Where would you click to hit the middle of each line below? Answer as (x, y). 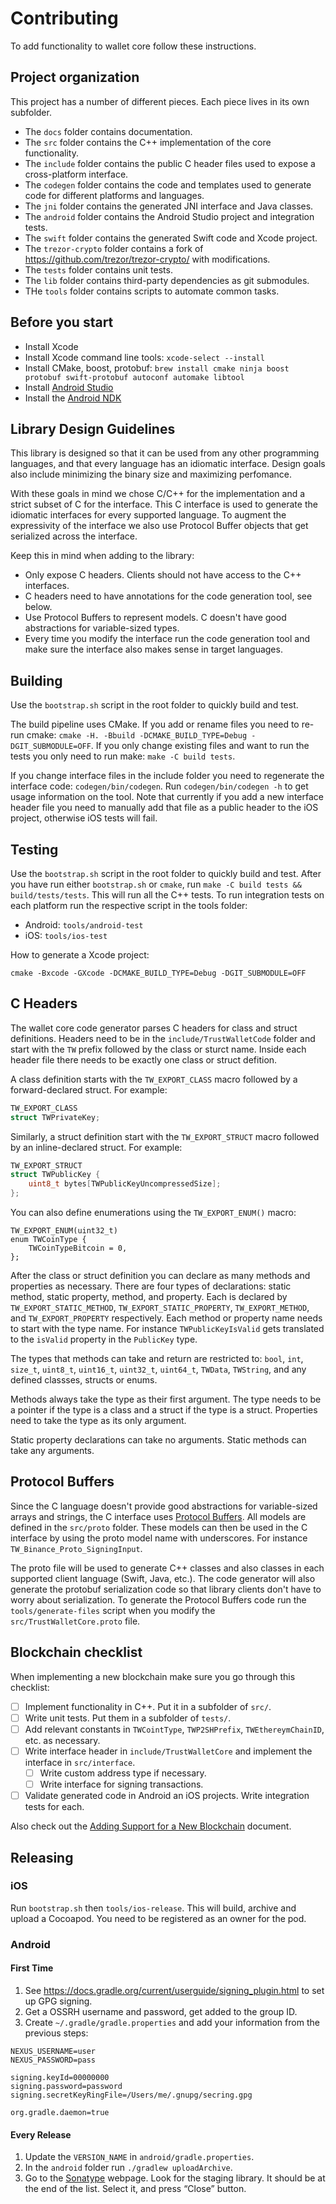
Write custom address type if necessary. (123, 1773)
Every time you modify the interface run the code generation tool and (167, 639)
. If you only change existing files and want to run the (200, 746)
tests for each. (54, 1807)
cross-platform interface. (76, 174)
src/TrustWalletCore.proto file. (75, 1621)
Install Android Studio (69, 387)
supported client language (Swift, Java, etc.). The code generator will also (163, 1578)
